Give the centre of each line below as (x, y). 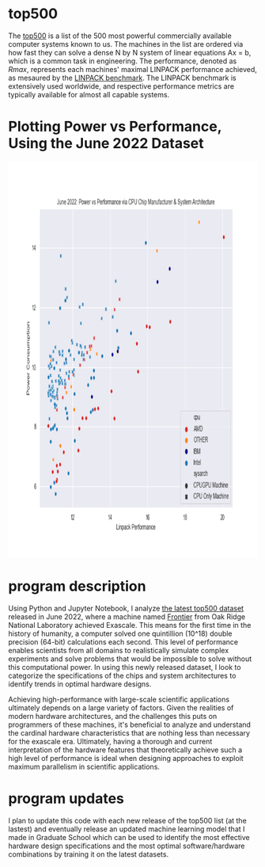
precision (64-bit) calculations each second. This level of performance (123, 641)
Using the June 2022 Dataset (106, 144)
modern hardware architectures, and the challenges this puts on (113, 716)
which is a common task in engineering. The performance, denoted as (123, 61)
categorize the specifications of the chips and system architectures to (122, 675)
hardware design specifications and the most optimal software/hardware (127, 846)
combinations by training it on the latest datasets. (88, 854)
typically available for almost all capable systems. (89, 94)
